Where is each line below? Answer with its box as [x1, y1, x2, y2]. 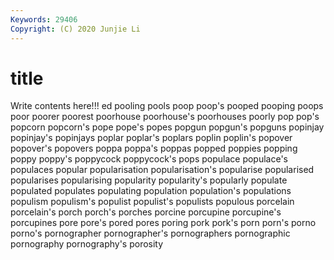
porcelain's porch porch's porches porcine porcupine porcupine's [10, 206, 282, 218]
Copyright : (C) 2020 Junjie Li [10, 24, 141, 34]
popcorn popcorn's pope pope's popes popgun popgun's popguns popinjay [10, 121, 325, 133]
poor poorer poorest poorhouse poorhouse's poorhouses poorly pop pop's [10, 111, 320, 123]
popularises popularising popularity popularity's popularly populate [10, 174, 288, 186]
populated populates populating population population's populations [10, 185, 292, 197]
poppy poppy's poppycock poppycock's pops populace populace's [10, 153, 288, 165]
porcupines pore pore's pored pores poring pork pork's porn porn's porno [10, 217, 317, 229]
